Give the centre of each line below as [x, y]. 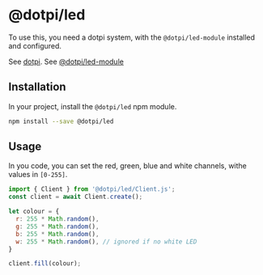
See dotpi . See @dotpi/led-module [66, 61]
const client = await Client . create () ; [76, 197]
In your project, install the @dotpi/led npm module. [93, 106]
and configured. [35, 45]
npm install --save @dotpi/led [61, 121]
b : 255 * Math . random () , [57, 234]
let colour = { [34, 212]
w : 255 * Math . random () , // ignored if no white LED [106, 241]
